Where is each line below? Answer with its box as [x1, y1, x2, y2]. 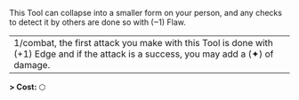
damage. [13, 59, 51, 71]
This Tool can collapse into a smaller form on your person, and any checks [9, 8, 283, 18]
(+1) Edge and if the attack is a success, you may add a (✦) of [13, 48, 274, 60]
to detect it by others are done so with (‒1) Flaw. [9, 17, 187, 27]
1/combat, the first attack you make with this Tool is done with [13, 37, 274, 49]
